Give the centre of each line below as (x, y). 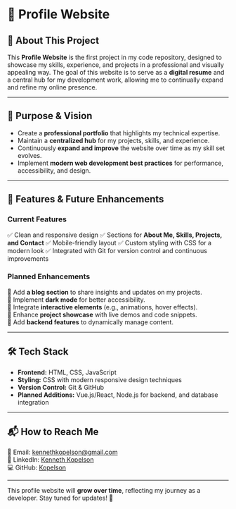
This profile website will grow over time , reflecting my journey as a (104, 491)
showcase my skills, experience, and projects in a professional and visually (116, 65)
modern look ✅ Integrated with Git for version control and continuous (107, 250)
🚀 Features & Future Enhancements (86, 199)
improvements (28, 258)
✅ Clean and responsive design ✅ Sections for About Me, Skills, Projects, (115, 235)
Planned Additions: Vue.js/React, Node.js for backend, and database (118, 395)
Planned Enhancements (49, 276)
